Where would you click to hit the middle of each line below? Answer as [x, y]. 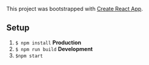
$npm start [29, 56]
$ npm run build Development [54, 49]
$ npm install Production [48, 43]
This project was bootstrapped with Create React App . [75, 9]
